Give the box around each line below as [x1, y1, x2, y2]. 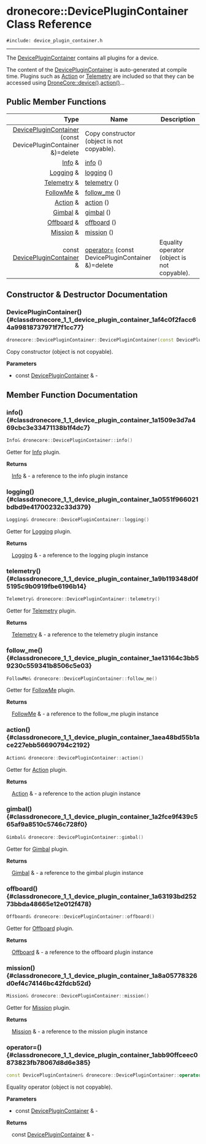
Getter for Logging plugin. [6, 528, 72, 535]
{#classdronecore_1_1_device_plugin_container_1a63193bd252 [6, 892, 197, 901]
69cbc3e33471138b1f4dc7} [6, 423, 91, 432]
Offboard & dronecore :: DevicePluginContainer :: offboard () [6, 913, 155, 920]
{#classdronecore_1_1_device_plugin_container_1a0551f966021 [6, 495, 199, 503]
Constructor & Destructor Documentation [6, 289, 168, 300]
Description [160, 115, 196, 123]
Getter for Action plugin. [6, 766, 67, 773]
